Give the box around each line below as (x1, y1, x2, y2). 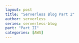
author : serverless (5, 16, 46, 21)
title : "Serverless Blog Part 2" (5, 12, 75, 17)
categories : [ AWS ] (5, 30, 43, 35)
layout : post (5, 7, 32, 12)
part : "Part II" (5, 26, 39, 31)
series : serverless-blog (5, 21, 57, 26)
